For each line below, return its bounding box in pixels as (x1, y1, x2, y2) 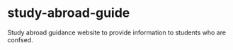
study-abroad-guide (7, 5, 130, 21)
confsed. (7, 35, 33, 44)
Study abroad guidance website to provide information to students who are (7, 28, 227, 37)
